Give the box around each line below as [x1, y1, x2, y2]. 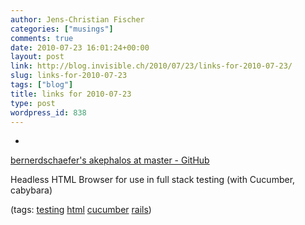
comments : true [10, 33, 74, 43]
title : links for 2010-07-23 [10, 89, 132, 99]
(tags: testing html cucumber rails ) [10, 204, 152, 216]
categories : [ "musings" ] [10, 24, 114, 34]
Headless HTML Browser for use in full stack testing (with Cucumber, [10, 174, 296, 186]
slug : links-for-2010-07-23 [10, 71, 128, 81]
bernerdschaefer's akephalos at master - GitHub [10, 154, 210, 166]
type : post [10, 98, 56, 108]
